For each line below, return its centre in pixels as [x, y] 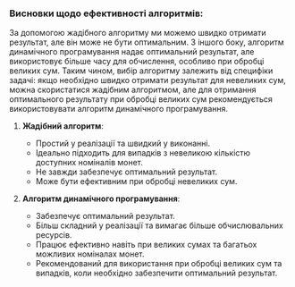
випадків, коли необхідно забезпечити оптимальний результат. [156, 273]
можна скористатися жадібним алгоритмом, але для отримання [133, 90]
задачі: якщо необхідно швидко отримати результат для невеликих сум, [147, 80]
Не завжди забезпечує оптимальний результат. [126, 172]
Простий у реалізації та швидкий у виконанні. [123, 143]
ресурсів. [54, 235]
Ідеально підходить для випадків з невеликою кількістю [143, 153]
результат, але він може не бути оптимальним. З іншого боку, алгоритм [147, 42]
